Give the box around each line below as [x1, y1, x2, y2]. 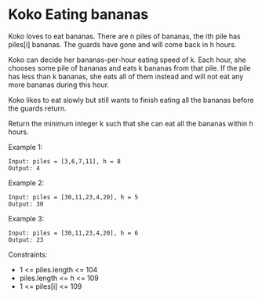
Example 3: [8, 213, 45, 223]
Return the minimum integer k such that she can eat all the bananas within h [8, 119, 253, 128]
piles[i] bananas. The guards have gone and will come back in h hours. [8, 39, 237, 49]
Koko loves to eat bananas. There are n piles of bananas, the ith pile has [8, 31, 241, 41]
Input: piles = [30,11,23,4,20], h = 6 [8, 229, 139, 237]
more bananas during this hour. [8, 80, 110, 89]
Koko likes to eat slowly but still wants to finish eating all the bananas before [8, 95, 254, 104]
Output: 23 [8, 235, 44, 244]
